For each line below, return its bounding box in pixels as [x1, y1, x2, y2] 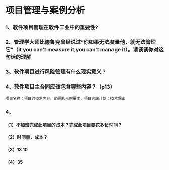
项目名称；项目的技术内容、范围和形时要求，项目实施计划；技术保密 [5, 96, 126, 101]
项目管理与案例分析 [5, 5, 85, 16]
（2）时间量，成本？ [5, 134, 48, 140]
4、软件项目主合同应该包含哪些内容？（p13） [5, 83, 116, 90]
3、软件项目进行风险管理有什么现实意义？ [5, 68, 107, 75]
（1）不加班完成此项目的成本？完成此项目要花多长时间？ [5, 122, 123, 128]
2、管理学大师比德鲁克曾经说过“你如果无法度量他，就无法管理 [5, 39, 156, 46]
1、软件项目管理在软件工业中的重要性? [5, 24, 98, 31]
